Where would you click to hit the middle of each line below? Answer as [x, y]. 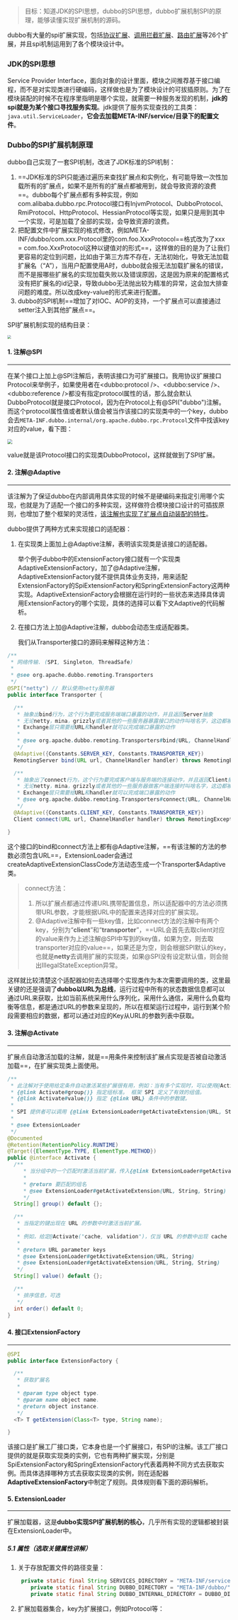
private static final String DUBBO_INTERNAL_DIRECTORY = [117, 1595]
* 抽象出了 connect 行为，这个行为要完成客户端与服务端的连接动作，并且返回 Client [122, 780]
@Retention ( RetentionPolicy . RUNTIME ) [63, 1145]
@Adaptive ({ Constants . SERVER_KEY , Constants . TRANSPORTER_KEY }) [109, 753]
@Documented [25, 1138]
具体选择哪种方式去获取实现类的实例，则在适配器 [97, 1473]
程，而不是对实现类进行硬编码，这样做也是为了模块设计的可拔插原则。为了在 [119, 90]
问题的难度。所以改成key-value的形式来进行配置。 [91, 292]
